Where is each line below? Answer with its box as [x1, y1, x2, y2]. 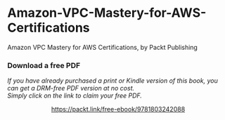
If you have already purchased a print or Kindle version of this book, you [7, 76, 218, 85]
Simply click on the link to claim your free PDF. [7, 91, 143, 100]
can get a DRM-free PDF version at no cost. [7, 84, 135, 93]
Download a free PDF [7, 60, 81, 70]
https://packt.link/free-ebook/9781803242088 [51, 105, 186, 114]
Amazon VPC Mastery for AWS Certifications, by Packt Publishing [7, 43, 198, 51]
